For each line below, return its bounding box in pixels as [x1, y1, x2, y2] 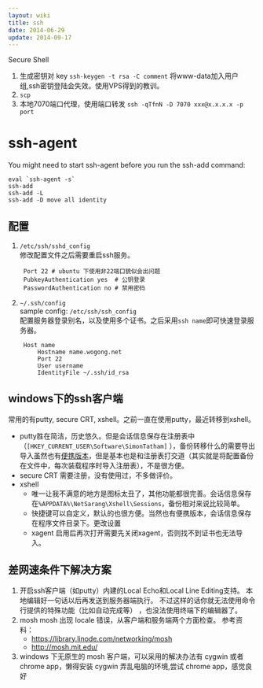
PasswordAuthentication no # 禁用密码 [23, 284, 145, 292]
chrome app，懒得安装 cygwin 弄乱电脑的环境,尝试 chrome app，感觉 [19, 661, 246, 671]
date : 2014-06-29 [8, 26, 65, 34]
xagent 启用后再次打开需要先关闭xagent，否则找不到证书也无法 [31, 528, 236, 538]
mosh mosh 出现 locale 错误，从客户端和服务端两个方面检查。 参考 [19, 615, 236, 624]
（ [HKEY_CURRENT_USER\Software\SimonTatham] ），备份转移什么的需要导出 [19, 441, 256, 450]
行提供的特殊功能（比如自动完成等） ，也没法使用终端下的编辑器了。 [19, 605, 242, 615]
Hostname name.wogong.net [37, 348, 122, 356]
